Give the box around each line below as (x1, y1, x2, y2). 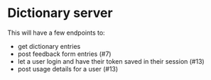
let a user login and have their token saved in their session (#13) (17, 57, 205, 65)
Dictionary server (7, 5, 113, 21)
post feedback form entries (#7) (17, 50, 112, 58)
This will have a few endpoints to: (7, 28, 105, 37)
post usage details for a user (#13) (17, 64, 119, 73)
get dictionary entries (17, 42, 81, 50)
